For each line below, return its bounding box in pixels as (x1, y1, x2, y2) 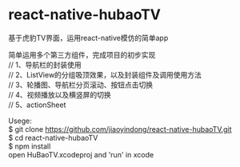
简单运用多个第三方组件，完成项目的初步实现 (8, 50, 156, 59)
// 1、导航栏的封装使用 (8, 60, 82, 70)
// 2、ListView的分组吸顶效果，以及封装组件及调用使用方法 (8, 70, 202, 79)
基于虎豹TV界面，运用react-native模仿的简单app (8, 33, 169, 42)
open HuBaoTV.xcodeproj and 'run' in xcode (8, 149, 154, 159)
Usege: (8, 116, 32, 125)
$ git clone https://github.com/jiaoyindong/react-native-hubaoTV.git (8, 124, 232, 133)
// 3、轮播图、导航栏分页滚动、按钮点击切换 (8, 80, 154, 89)
